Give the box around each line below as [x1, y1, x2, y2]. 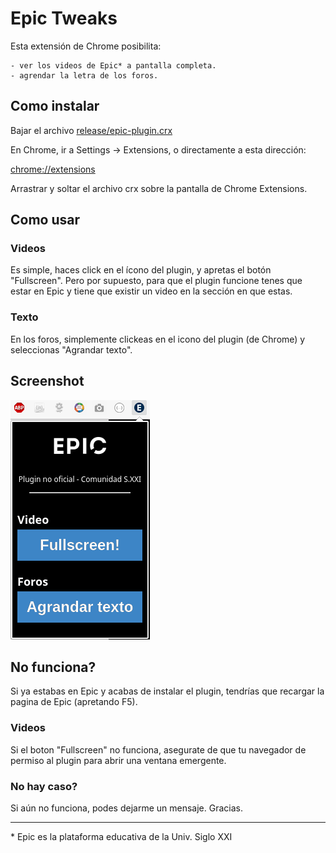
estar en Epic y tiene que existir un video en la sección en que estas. [10, 285, 293, 297]
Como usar [10, 212, 81, 229]
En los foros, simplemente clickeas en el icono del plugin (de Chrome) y [10, 333, 306, 345]
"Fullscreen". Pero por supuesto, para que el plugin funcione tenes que [10, 275, 303, 287]
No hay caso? [10, 779, 78, 793]
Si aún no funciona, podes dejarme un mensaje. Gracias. [10, 802, 243, 814]
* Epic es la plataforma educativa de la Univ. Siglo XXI [10, 830, 233, 842]
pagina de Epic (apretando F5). [10, 696, 138, 708]
